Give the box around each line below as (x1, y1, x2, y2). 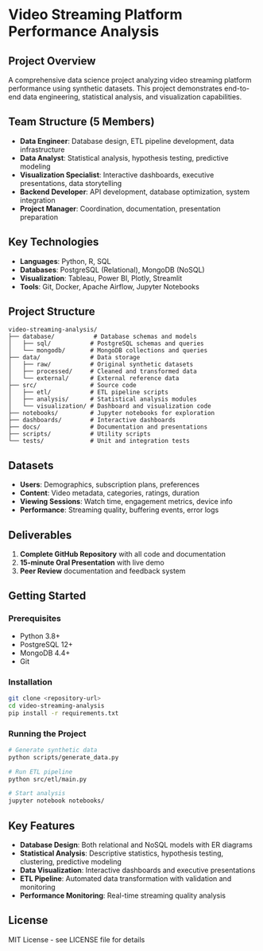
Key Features (8, 819, 75, 833)
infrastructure (19, 145, 65, 154)
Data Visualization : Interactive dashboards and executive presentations (19, 865, 256, 875)
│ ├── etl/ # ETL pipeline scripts (8, 388, 169, 397)
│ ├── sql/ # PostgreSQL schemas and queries (8, 340, 204, 347)
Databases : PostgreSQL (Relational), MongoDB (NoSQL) (19, 265, 205, 274)
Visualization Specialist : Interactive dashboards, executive (19, 169, 215, 180)
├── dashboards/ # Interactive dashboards (8, 416, 176, 425)
